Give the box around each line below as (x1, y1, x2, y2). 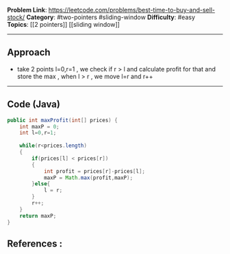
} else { (31, 181, 51, 187)
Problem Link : (7, 6, 47, 14)
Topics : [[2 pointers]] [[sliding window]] (7, 21, 120, 28)
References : (7, 238, 63, 249)
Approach (7, 47, 51, 58)
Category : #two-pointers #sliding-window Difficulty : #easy (26, 13, 196, 21)
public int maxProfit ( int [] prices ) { (7, 117, 118, 124)
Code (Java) (7, 99, 60, 111)
